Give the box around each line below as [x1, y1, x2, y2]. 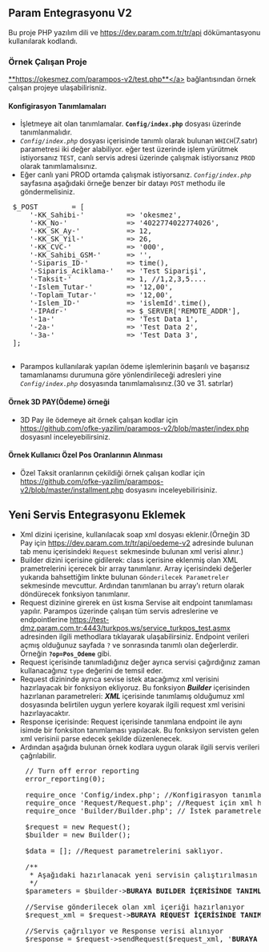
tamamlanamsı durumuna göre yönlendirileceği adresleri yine [19, 370, 222, 380]
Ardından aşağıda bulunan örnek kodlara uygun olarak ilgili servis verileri [19, 742, 260, 752]
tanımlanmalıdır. [19, 127, 73, 137]
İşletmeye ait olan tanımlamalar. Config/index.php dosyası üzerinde [19, 119, 242, 129]
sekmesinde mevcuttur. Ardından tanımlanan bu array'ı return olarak [19, 580, 245, 590]
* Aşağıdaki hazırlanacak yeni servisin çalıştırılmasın [29, 870, 258, 879]
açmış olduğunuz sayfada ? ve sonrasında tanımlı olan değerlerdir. [19, 640, 239, 649]
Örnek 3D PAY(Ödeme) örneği [8, 396, 110, 407]
